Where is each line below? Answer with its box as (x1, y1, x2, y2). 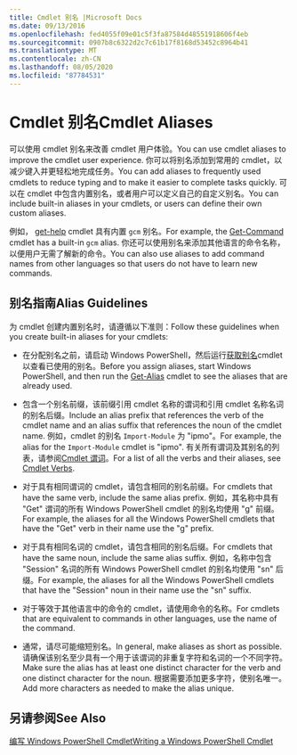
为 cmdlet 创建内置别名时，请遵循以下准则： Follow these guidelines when (9, 321, 280, 332)
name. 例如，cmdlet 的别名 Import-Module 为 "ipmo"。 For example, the (21, 430, 282, 441)
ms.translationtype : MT (9, 46, 98, 55)
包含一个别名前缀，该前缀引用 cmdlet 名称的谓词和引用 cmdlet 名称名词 (21, 398, 285, 409)
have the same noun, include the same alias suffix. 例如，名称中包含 (21, 552, 273, 562)
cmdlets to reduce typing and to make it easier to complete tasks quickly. (9, 176, 277, 187)
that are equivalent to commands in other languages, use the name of (21, 612, 277, 624)
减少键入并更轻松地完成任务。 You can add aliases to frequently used (9, 166, 261, 176)
